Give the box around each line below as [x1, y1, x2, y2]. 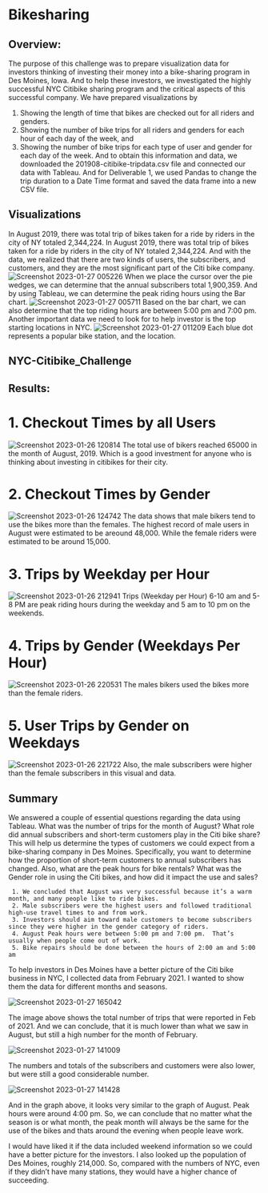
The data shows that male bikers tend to [122, 511, 256, 521]
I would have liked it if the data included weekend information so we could [8, 1142, 253, 1151]
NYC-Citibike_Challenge [8, 354, 132, 368]
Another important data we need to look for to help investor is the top [8, 314, 237, 323]
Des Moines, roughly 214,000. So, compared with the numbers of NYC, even [8, 1159, 260, 1168]
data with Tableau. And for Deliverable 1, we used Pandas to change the [19, 168, 258, 177]
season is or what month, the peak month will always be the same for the [8, 1118, 250, 1127]
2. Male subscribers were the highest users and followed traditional [11, 902, 252, 910]
